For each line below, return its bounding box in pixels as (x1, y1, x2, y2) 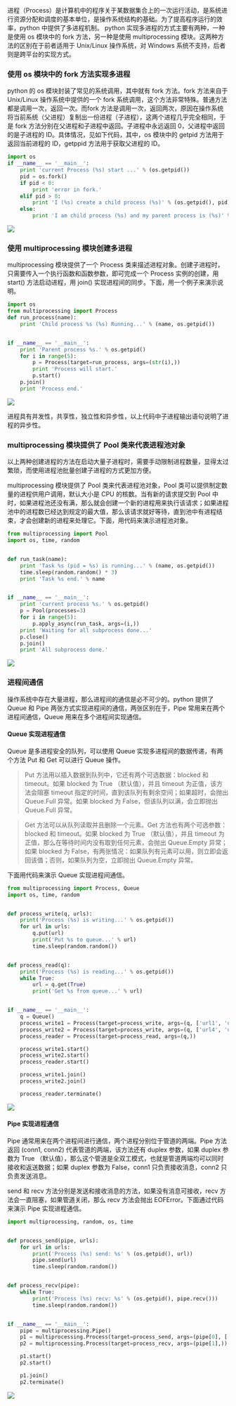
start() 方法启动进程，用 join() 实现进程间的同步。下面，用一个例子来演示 (7, 278, 218, 287)
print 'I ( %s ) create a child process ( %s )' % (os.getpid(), (32, 199, 216, 206)
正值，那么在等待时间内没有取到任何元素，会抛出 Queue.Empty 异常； (24, 838, 228, 846)
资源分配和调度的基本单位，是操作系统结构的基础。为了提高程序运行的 (13, 15, 216, 23)
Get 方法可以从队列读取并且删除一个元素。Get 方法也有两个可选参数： (24, 820, 228, 829)
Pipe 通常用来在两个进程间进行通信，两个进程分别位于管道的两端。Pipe (7, 1136, 214, 1144)
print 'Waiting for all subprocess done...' (20, 626, 152, 634)
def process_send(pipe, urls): (7, 1237, 99, 1244)
